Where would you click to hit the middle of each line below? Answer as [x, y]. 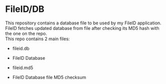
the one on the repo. [26, 33]
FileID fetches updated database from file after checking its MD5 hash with [82, 28]
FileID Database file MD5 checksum [49, 77]
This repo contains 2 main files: [37, 39]
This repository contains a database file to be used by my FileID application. [83, 23]
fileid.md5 [23, 68]
